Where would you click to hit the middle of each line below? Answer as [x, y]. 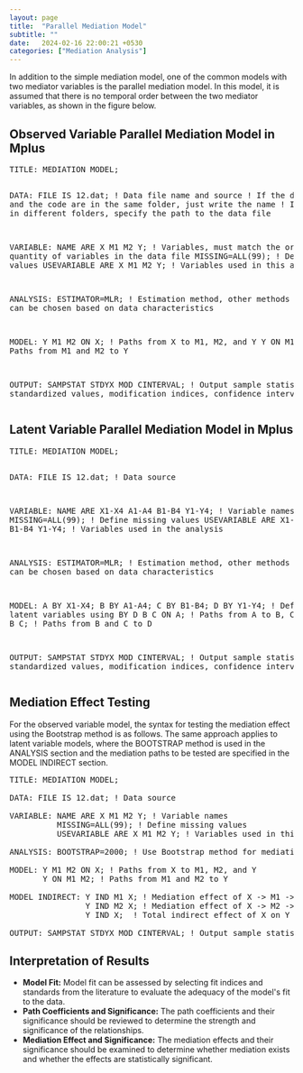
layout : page [34, 18]
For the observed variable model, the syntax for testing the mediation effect [150, 724]
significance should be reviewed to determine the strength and [139, 1021]
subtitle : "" [34, 34]
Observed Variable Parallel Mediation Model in [142, 134]
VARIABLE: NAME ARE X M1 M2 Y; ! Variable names [119, 816]
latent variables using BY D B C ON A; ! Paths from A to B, [147, 614]
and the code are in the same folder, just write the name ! [147, 204]
